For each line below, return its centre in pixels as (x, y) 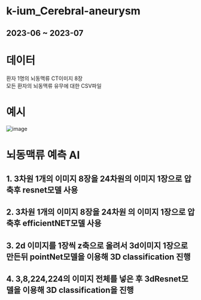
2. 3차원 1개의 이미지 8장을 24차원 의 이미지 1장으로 (96, 212)
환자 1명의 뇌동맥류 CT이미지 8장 (44, 78)
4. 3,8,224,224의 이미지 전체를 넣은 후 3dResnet (94, 279)
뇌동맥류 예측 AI (43, 155)
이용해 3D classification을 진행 (78, 290)
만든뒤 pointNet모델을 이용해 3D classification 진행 (98, 257)
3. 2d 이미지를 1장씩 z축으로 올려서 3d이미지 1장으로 (97, 245)
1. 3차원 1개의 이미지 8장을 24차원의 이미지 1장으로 (94, 179)
